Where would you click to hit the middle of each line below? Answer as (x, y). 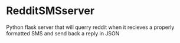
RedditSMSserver (50, 11)
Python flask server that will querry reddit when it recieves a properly (90, 27)
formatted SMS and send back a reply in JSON (63, 33)
